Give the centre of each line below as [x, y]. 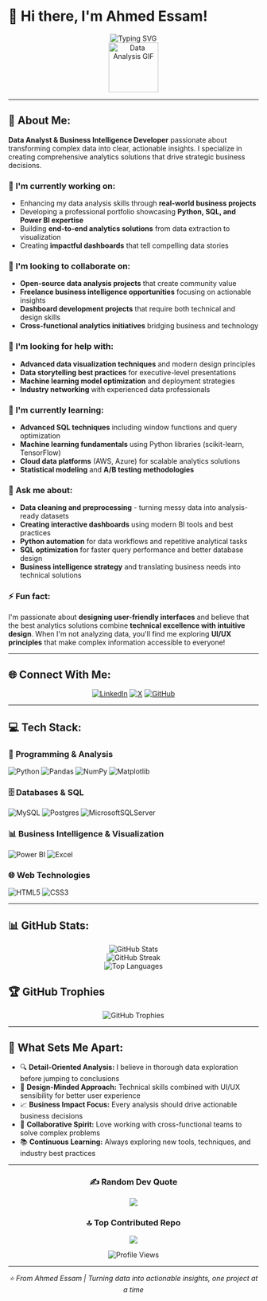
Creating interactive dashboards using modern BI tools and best [126, 524]
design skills [40, 317]
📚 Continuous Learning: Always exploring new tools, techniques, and [135, 1142]
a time [133, 1289]
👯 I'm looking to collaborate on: [70, 266]
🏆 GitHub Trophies [57, 992]
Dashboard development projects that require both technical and [128, 309]
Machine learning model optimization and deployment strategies [128, 381]
